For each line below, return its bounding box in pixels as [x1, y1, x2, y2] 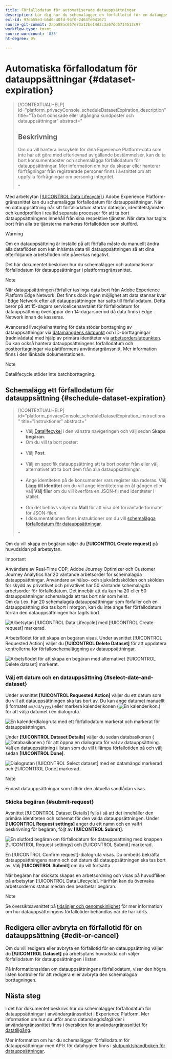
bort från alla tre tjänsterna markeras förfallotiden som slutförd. [5, 221, 138, 227]
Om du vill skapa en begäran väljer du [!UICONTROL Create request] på [5, 541, 158, 547]
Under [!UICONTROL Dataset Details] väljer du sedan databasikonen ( [5, 734, 155, 740]
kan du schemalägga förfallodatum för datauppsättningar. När [31, 198, 162, 205]
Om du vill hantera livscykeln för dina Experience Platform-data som [17, 146, 162, 152]
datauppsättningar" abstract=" [17, 117, 83, 124]
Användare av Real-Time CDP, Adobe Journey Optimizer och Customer [5, 566, 156, 572]
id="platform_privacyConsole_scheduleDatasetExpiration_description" [17, 107, 166, 113]
